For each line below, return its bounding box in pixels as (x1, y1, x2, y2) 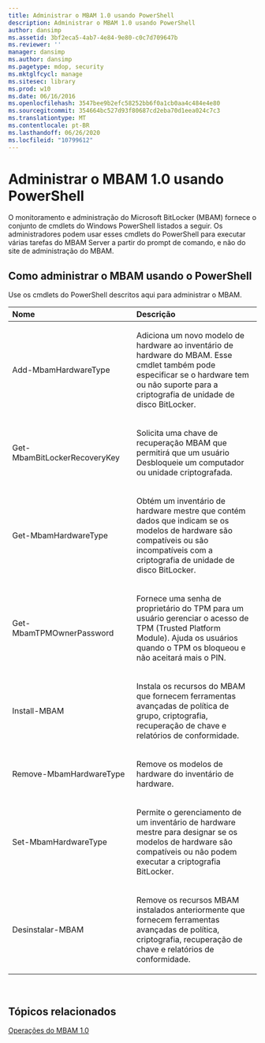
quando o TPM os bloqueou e (136, 643, 246, 654)
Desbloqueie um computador (136, 457, 244, 468)
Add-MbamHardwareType (12, 364, 110, 375)
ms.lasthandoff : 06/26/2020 (8, 129, 101, 136)
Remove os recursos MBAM (136, 895, 240, 906)
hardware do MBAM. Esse (136, 350, 233, 361)
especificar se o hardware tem (136, 370, 250, 381)
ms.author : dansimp (8, 56, 73, 64)
